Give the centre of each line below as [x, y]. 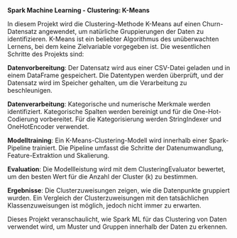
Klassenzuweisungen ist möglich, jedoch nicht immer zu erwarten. [104, 205]
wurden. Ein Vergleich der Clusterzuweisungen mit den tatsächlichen [108, 198]
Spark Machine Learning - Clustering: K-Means [79, 10]
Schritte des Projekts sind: [46, 54]
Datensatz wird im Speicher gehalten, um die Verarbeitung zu [97, 83]
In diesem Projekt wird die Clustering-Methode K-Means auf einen [104, 24]
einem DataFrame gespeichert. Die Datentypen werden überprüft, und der [116, 75]
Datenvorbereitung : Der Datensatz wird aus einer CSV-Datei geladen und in [119, 68]
